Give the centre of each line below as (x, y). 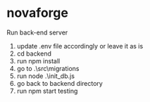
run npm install (38, 60)
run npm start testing (47, 91)
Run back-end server (37, 32)
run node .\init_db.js (46, 76)
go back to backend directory (60, 83)
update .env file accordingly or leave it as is (80, 46)
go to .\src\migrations (48, 68)
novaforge (37, 13)
